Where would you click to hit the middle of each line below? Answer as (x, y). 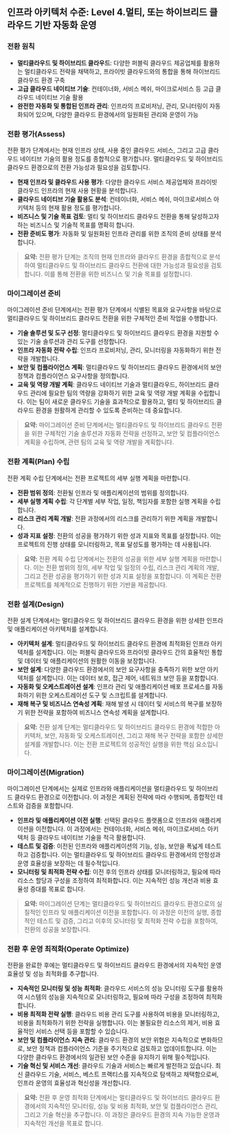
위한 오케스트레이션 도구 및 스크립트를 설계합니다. (102, 695)
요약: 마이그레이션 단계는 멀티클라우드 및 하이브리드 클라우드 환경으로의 (119, 904)
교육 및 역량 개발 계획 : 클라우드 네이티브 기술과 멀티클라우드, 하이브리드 (112, 384)
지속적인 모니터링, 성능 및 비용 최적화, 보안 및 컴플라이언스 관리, (133, 1106)
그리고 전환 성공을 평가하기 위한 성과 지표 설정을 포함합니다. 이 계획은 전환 (123, 576)
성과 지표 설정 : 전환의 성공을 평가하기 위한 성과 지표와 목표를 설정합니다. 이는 (119, 536)
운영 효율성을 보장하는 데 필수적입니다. (68, 863)
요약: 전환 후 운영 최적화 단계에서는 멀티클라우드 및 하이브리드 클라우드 (118, 1098)
